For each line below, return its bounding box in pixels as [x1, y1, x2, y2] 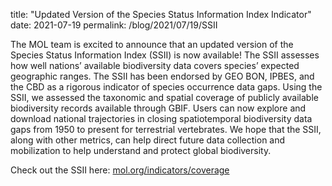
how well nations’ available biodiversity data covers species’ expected [10, 60, 300, 71]
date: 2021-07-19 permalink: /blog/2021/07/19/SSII [10, 19, 218, 31]
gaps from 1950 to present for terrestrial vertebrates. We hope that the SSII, [10, 124, 322, 135]
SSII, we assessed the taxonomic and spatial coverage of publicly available [10, 92, 319, 103]
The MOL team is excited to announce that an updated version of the [10, 39, 294, 50]
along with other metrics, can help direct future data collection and [10, 134, 286, 146]
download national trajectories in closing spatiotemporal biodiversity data [10, 113, 313, 124]
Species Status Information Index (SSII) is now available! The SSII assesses [10, 49, 320, 61]
